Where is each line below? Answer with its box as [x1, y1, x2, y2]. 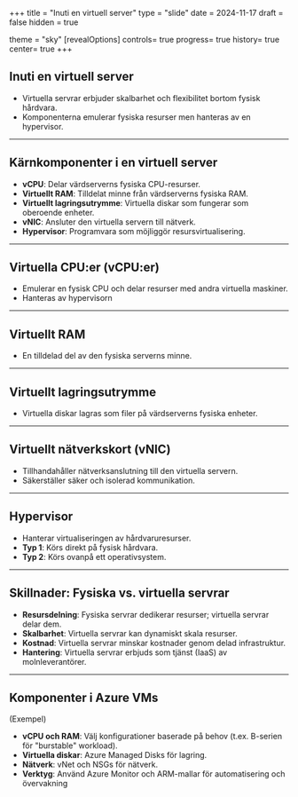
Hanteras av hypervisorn [21, 293, 113, 304]
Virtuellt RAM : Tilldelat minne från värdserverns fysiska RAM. [21, 188, 248, 199]
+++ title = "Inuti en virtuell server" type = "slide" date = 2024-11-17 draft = [9, 8, 284, 18]
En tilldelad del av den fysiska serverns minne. [21, 351, 192, 361]
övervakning [21, 778, 68, 789]
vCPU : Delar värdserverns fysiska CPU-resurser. [21, 178, 201, 189]
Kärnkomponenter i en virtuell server [9, 155, 218, 170]
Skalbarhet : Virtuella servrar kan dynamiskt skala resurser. [21, 627, 238, 638]
